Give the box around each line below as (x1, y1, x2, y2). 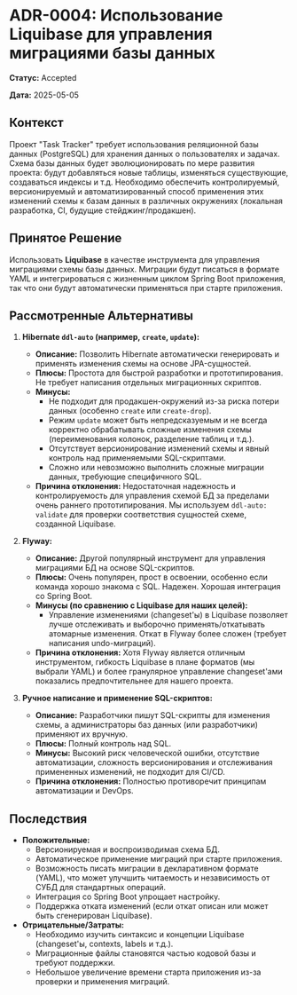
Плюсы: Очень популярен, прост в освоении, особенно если (35, 572, 269, 582)
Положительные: (21, 835, 90, 846)
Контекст (9, 115, 64, 130)
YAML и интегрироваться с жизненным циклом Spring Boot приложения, (9, 272, 286, 284)
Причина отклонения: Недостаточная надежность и (35, 481, 237, 492)
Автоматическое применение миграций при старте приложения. (35, 854, 283, 865)
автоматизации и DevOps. (35, 786, 135, 796)
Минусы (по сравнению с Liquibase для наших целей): (35, 600, 248, 611)
